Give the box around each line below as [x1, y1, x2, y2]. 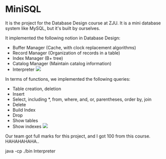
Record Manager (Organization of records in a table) [12, 50, 120, 56]
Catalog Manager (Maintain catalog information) [12, 60, 111, 66]
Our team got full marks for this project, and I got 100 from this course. [5, 133, 151, 139]
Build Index [12, 107, 36, 113]
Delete [12, 101, 26, 108]
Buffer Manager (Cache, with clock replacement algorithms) [12, 44, 136, 50]
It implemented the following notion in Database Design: [5, 35, 121, 41]
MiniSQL [5, 3, 41, 15]
